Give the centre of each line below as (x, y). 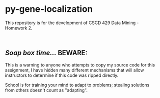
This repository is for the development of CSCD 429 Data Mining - (72, 23)
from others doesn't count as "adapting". (46, 90)
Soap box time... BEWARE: (46, 53)
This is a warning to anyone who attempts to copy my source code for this (80, 65)
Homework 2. (19, 28)
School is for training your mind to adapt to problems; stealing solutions (77, 85)
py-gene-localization (49, 9)
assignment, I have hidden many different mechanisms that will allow (75, 70)
